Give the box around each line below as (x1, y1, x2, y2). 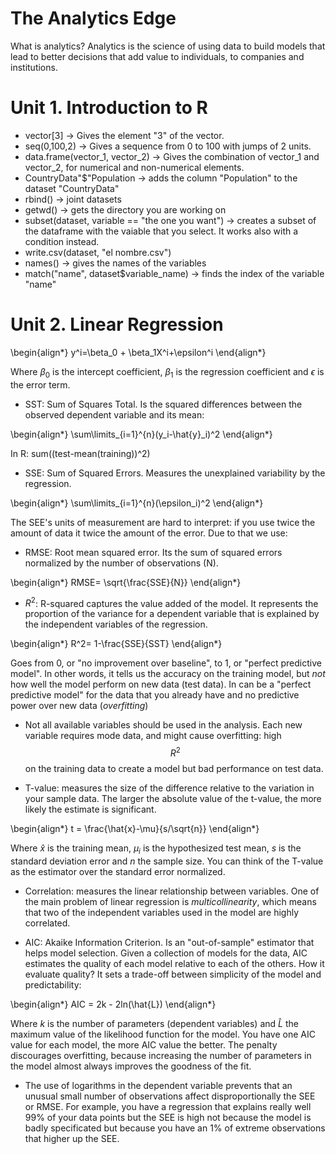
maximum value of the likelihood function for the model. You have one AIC (10, 1028, 316, 1040)
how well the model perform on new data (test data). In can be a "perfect (10, 678, 312, 691)
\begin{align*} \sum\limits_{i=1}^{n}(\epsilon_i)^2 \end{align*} (10, 497, 264, 509)
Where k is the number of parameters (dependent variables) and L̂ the (10, 1017, 299, 1029)
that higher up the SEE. (24, 1132, 120, 1144)
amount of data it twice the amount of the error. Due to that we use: (10, 527, 288, 539)
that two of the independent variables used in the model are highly (24, 906, 300, 918)
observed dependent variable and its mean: (24, 408, 205, 421)
